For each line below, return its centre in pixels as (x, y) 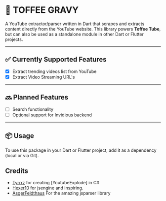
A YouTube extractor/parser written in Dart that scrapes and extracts (75, 24)
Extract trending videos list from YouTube (54, 71)
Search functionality (33, 109)
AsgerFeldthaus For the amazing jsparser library (61, 193)
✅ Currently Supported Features (56, 59)
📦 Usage (20, 136)
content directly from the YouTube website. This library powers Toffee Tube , (83, 29)
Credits (17, 171)
